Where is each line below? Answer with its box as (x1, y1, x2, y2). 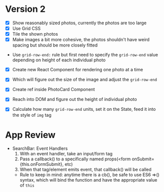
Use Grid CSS (12, 26, 41, 31)
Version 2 (5, 3, 46, 15)
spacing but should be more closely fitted (12, 42, 98, 48)
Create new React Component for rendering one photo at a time (12, 67, 143, 73)
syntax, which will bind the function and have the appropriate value (19, 177, 158, 183)
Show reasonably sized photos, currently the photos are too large (12, 20, 147, 26)
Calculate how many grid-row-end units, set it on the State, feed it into (12, 106, 156, 112)
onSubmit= (131, 156, 155, 162)
